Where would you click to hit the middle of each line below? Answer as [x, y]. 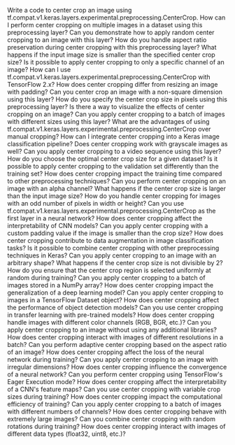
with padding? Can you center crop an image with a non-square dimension [115, 92]
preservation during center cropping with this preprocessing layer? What [112, 47]
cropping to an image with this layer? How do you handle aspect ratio [107, 40]
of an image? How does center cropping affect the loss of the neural [106, 352]
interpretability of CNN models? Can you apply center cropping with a [108, 226]
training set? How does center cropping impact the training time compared [115, 174]
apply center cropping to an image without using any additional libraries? [112, 330]
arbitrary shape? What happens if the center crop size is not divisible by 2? [115, 263]
